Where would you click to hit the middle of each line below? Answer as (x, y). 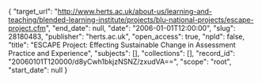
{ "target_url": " (33, 11)
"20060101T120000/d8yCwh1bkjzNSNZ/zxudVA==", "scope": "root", (120, 61)
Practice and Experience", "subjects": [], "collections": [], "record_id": (122, 53)
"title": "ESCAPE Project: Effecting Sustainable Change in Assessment (122, 45)
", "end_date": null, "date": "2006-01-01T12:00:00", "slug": (140, 28)
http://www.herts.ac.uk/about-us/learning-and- (135, 11)
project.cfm (27, 28)
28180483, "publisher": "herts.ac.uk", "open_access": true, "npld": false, (127, 36)
